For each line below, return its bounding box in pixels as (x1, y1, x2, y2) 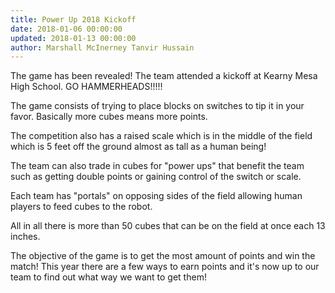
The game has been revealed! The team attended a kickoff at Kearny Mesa (10, 70, 318, 82)
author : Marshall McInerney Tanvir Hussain (10, 42, 195, 53)
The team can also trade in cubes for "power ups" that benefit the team (10, 160, 305, 172)
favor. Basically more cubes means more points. (10, 111, 208, 123)
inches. (10, 231, 41, 243)
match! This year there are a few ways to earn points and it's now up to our (10, 261, 320, 273)
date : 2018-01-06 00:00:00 (10, 24, 123, 34)
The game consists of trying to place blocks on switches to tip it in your (10, 100, 305, 112)
